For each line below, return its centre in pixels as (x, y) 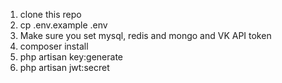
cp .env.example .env (63, 25)
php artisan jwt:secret (64, 67)
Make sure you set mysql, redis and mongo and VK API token (145, 35)
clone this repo (50, 14)
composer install (54, 46)
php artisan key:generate (71, 57)
